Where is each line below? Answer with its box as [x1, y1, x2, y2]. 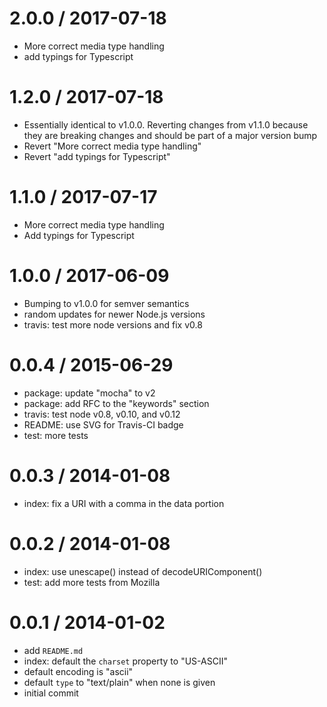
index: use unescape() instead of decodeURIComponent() [23, 565, 263, 577]
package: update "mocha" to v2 [23, 387, 156, 399]
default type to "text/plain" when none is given [23, 676, 216, 688]
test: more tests [23, 429, 89, 441]
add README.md [23, 644, 84, 656]
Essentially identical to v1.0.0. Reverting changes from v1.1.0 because [23, 118, 309, 131]
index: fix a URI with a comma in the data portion [23, 497, 225, 509]
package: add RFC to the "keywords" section [23, 397, 210, 409]
